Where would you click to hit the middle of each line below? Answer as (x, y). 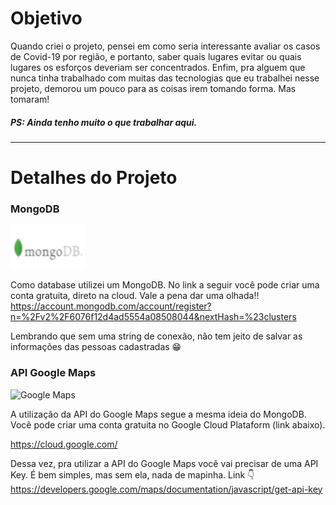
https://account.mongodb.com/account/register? (111, 306)
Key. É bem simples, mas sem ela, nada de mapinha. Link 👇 (132, 474)
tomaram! (30, 99)
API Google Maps (53, 373)
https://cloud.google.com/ (64, 444)
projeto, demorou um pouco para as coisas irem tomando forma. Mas (153, 88)
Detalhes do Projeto (94, 178)
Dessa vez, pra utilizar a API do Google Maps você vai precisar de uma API (164, 463)
